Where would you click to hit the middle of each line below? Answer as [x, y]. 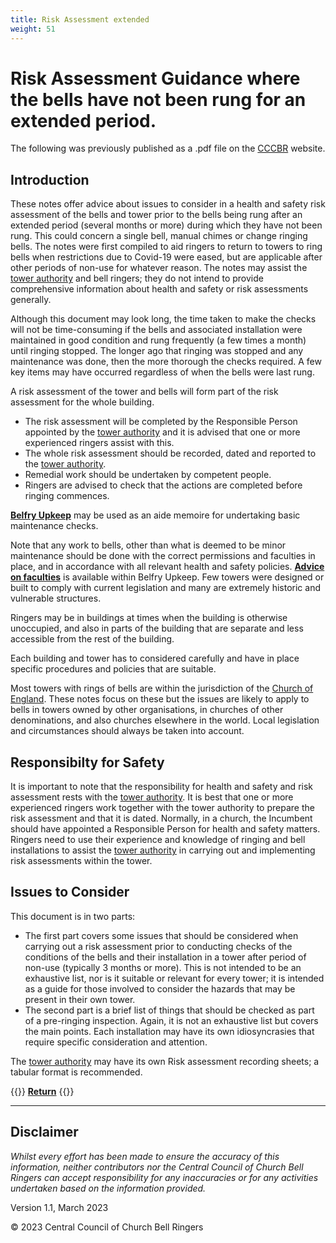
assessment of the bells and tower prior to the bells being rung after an [156, 215]
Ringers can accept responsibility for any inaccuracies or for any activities [164, 1177]
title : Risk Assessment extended [80, 19]
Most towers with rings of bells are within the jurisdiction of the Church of [162, 688]
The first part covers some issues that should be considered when [161, 935]
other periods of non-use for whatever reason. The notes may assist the [159, 268]
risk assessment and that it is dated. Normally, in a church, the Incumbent [161, 818]
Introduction [50, 179]
